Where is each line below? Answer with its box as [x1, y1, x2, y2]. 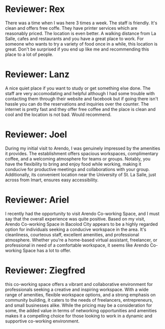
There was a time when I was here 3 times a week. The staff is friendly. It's [5, 20, 158, 26]
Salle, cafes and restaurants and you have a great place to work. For [5, 36, 144, 42]
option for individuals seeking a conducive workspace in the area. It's [5, 226, 147, 232]
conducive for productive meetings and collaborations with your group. [5, 166, 150, 172]
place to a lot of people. [5, 51, 53, 57]
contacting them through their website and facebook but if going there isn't [5, 96, 159, 102]
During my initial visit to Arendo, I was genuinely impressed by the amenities [5, 145, 161, 151]
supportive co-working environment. [5, 318, 80, 324]
